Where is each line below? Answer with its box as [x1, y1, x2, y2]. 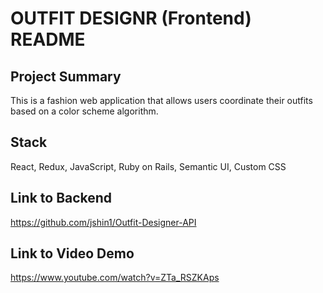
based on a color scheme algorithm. [10, 105, 159, 117]
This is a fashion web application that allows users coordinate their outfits [10, 95, 313, 106]
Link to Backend [10, 190, 113, 207]
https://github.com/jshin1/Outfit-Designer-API [10, 216, 197, 228]
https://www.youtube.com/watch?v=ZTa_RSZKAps [10, 272, 220, 284]
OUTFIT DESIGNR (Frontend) [10, 7, 252, 30]
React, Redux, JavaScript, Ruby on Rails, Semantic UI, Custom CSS [10, 160, 287, 172]
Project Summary [10, 68, 122, 85]
